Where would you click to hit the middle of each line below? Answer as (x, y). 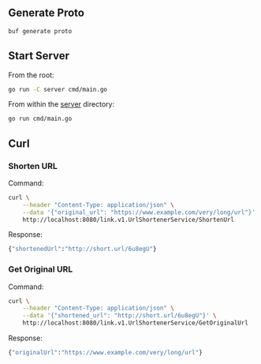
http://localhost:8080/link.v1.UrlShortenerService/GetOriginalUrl (135, 323)
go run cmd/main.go (40, 119)
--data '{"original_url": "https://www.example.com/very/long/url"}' (139, 212)
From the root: (31, 75)
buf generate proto (40, 31)
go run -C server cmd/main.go (58, 89)
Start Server (39, 56)
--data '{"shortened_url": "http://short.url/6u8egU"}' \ (119, 316)
